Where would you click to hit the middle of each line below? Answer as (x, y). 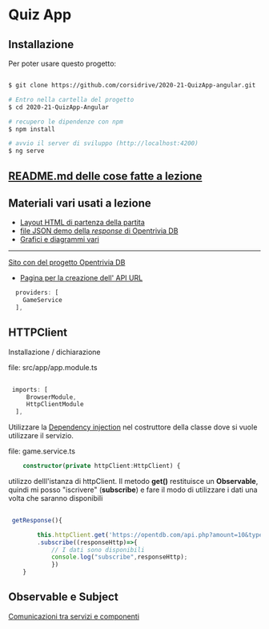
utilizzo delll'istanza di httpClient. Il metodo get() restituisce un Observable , (133, 482)
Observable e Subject (63, 597)
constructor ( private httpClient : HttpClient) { (102, 466)
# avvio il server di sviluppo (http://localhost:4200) (103, 143)
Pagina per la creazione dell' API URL (81, 278)
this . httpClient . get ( (73, 534)
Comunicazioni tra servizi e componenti (74, 616)
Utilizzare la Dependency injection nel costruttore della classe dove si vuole (133, 427)
